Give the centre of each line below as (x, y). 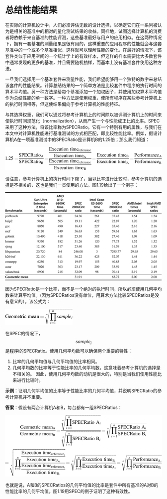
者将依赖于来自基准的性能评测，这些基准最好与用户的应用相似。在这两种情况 (83, 37)
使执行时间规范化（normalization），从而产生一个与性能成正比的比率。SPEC (83, 121)
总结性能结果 (32, 10)
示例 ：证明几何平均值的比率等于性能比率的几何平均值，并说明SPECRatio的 (81, 391)
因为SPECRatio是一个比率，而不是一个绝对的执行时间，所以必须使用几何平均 (83, 289)
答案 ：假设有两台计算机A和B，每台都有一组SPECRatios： (64, 408)
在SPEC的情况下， (24, 333)
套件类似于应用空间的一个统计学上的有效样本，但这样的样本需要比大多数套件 (83, 56)
